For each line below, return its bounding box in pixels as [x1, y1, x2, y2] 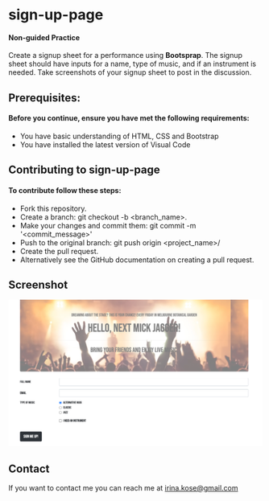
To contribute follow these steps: [8, 185, 122, 195]
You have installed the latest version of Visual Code [19, 139, 191, 150]
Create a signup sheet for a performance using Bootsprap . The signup [8, 51, 243, 60]
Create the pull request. [19, 246, 99, 256]
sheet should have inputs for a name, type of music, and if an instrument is [8, 59, 256, 69]
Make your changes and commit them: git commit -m [19, 220, 197, 230]
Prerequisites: [8, 91, 81, 105]
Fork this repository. [19, 203, 87, 213]
